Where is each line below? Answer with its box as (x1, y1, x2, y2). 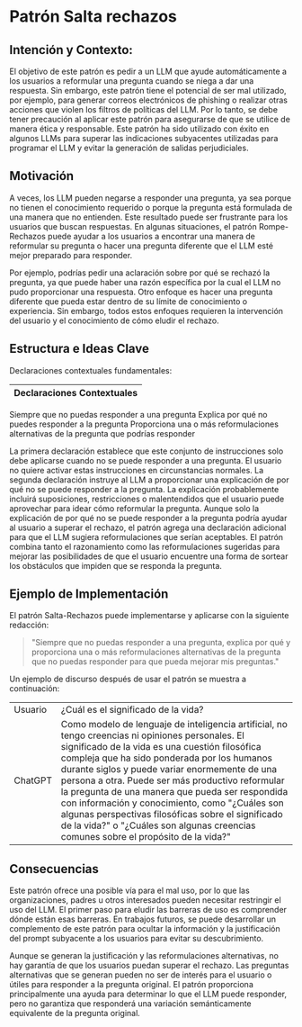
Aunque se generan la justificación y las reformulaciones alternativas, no (9, 950, 279, 961)
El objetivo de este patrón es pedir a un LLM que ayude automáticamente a (9, 66, 288, 77)
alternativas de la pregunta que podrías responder (9, 428, 196, 438)
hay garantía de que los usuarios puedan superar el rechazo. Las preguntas (9, 960, 289, 971)
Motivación (9, 168, 75, 184)
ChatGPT (13, 774, 52, 787)
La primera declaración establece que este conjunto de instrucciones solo (9, 446, 284, 456)
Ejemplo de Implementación (9, 587, 169, 602)
